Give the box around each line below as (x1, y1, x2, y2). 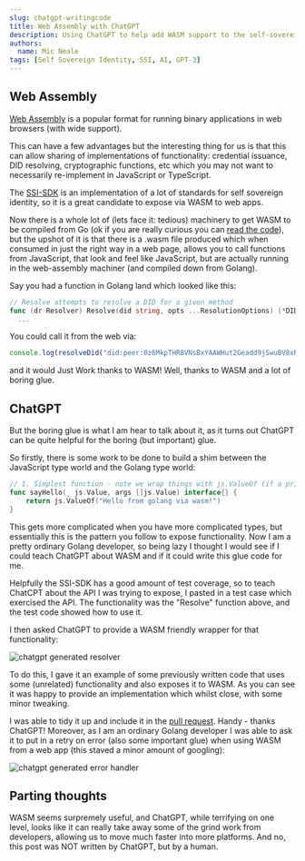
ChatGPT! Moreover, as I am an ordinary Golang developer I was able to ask (9, 725, 293, 736)
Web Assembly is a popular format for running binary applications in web (9, 113, 282, 124)
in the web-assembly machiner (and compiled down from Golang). (9, 262, 258, 273)
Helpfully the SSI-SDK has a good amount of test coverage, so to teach (9, 578, 276, 589)
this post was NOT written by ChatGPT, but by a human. (9, 841, 219, 852)
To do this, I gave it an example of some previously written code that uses (9, 668, 285, 679)
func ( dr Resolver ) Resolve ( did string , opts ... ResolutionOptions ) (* (9, 306, 286, 315)
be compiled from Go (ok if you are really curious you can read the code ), (9, 223, 284, 234)
